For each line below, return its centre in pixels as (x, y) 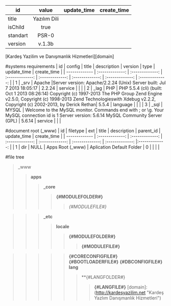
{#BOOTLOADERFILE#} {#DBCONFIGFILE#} (116, 262)
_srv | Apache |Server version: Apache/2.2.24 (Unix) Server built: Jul (93, 83)
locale (63, 227)
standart (18, 35)
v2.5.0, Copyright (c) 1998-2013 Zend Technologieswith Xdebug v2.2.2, (81, 99)
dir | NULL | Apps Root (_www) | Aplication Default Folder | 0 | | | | (90, 147)
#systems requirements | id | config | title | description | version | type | (80, 66)
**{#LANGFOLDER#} (103, 277)
